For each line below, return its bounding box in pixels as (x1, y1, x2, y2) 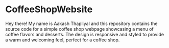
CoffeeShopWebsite (5, 4, 93, 15)
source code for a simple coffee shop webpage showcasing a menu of (5, 26, 154, 32)
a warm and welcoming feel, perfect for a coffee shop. (5, 37, 120, 43)
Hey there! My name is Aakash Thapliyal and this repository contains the (5, 20, 158, 27)
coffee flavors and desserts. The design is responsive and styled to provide (5, 31, 164, 37)
